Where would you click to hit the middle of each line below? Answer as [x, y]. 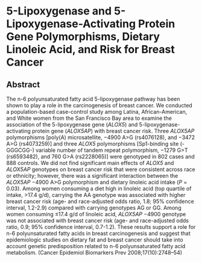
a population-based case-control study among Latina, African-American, [97, 112]
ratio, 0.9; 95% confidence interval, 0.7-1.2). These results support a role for [101, 227]
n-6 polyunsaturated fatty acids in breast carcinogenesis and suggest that [99, 233]
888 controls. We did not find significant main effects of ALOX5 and [90, 163]
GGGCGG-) [20, 150]
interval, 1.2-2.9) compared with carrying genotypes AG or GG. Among [94, 208]
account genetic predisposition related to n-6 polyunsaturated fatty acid [96, 246]
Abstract [23, 85]
